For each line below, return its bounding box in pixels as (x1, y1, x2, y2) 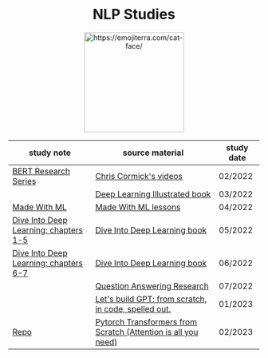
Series (12, 175, 37, 186)
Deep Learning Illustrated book (95, 189, 211, 200)
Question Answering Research (95, 280, 209, 292)
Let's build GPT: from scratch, (95, 293, 207, 304)
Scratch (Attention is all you (95, 326, 199, 337)
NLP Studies (93, 6, 175, 24)
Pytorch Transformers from (95, 316, 198, 328)
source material (122, 147, 184, 158)
